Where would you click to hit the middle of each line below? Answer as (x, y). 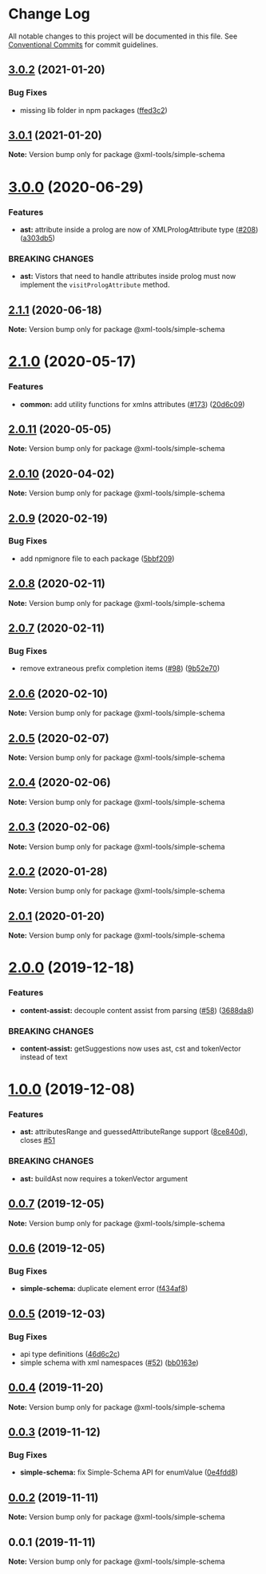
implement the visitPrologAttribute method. (95, 285)
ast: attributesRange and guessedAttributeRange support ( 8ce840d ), (134, 1132)
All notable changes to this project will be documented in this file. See (123, 36)
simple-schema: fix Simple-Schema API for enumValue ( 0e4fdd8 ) (129, 1472)
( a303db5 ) (38, 238)
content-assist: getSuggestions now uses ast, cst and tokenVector (130, 1048)
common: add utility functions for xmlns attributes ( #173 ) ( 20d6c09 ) (132, 404)
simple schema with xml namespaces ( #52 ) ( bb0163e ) (109, 1362)
